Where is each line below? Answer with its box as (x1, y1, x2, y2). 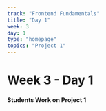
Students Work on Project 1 (7, 95, 87, 104)
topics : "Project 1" (7, 42, 67, 49)
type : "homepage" (7, 36, 57, 43)
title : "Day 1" (7, 17, 51, 24)
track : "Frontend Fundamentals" (7, 10, 100, 17)
